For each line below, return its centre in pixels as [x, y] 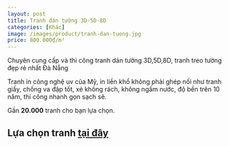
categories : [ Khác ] [36, 27]
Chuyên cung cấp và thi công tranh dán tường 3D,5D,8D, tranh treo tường [114, 60]
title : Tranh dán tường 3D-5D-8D [57, 21]
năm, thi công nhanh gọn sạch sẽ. [57, 97]
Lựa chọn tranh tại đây [58, 133]
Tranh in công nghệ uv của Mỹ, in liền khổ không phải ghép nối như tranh [114, 82]
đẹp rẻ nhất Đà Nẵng [38, 68]
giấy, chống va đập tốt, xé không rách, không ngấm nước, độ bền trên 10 [114, 89]
